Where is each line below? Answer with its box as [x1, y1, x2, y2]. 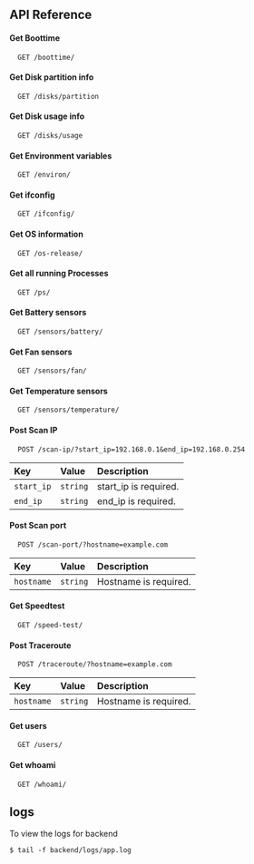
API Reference [9, 7, 93, 23]
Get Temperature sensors [9, 385, 109, 396]
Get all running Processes [9, 267, 109, 279]
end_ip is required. [96, 494, 176, 507]
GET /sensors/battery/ [17, 327, 103, 336]
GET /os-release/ [17, 248, 83, 257]
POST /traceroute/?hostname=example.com [17, 660, 172, 669]
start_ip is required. [96, 480, 180, 492]
